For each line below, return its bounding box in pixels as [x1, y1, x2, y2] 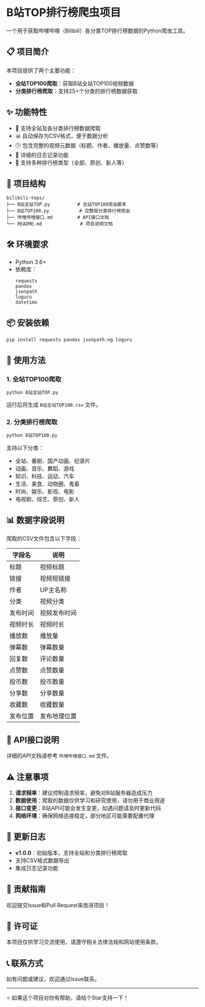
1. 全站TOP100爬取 [6, 375, 62, 384]
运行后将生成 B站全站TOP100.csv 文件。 [6, 401, 102, 409]
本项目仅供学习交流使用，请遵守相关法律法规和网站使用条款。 [6, 938, 162, 946]
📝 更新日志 [6, 831, 46, 842]
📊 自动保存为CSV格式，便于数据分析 [15, 132, 109, 139]
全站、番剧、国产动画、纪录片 [15, 457, 90, 464]
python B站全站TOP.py [6, 389, 59, 395]
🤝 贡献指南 [6, 884, 46, 894]
